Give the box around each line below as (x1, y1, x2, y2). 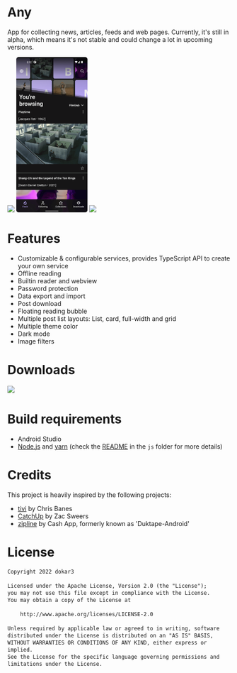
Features (7, 230, 61, 246)
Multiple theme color (17, 322, 79, 330)
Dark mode (17, 329, 51, 338)
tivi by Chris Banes (17, 504, 73, 513)
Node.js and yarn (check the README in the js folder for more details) (17, 442, 223, 451)
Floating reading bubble (17, 307, 88, 315)
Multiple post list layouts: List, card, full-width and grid (17, 314, 177, 323)
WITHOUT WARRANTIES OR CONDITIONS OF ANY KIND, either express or (7, 640, 207, 647)
